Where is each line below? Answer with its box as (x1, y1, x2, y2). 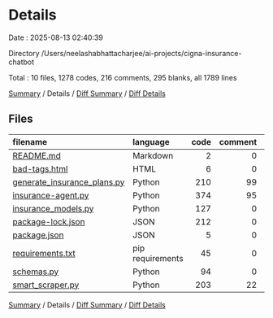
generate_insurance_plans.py (12, 176, 125, 188)
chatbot (8, 57, 35, 67)
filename (12, 136, 48, 147)
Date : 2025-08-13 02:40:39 (8, 33, 103, 42)
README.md (12, 150, 61, 161)
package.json (12, 229, 64, 241)
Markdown (132, 150, 174, 161)
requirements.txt (12, 247, 76, 259)
